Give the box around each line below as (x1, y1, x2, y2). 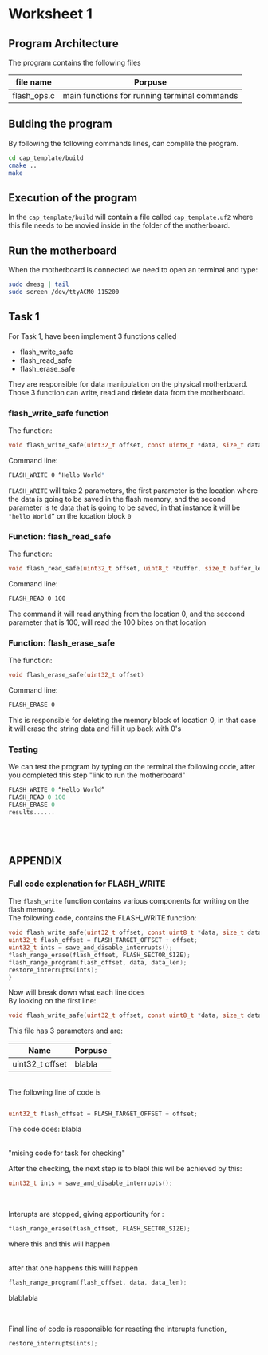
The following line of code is (8, 1087, 101, 1097)
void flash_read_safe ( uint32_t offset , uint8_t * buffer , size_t (8, 564, 227, 572)
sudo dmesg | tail (8, 280, 69, 288)
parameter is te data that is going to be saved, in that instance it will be (8, 503, 241, 512)
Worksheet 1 (8, 5, 93, 23)
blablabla (8, 1293, 38, 1302)
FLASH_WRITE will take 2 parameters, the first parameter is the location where (8, 485, 258, 495)
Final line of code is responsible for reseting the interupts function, (8, 1324, 227, 1333)
